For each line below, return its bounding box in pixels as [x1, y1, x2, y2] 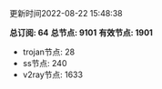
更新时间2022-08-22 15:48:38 [9, 8, 123, 18]
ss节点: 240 [22, 58, 67, 68]
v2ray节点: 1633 [22, 69, 84, 80]
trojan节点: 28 [22, 46, 76, 57]
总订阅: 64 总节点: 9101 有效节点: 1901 [9, 27, 153, 38]
